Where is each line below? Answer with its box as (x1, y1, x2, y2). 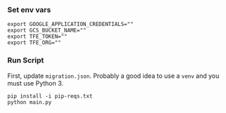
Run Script (7, 55, 44, 65)
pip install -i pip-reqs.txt (7, 93, 93, 100)
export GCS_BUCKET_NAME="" (7, 27, 87, 34)
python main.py (7, 98, 52, 106)
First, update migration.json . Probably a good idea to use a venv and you (7, 72, 220, 80)
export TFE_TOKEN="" (7, 33, 68, 40)
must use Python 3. (7, 79, 64, 87)
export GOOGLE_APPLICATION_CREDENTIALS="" (7, 21, 134, 28)
